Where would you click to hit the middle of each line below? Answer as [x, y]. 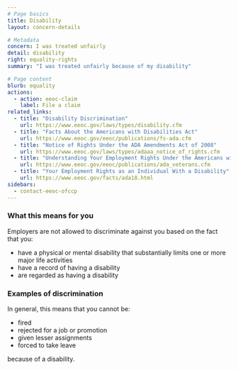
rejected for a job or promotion [62, 330]
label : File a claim [50, 106]
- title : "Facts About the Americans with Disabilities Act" [106, 132]
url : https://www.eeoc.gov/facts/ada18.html [87, 178]
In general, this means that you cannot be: [69, 309]
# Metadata [23, 40]
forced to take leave [47, 345]
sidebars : [22, 184]
